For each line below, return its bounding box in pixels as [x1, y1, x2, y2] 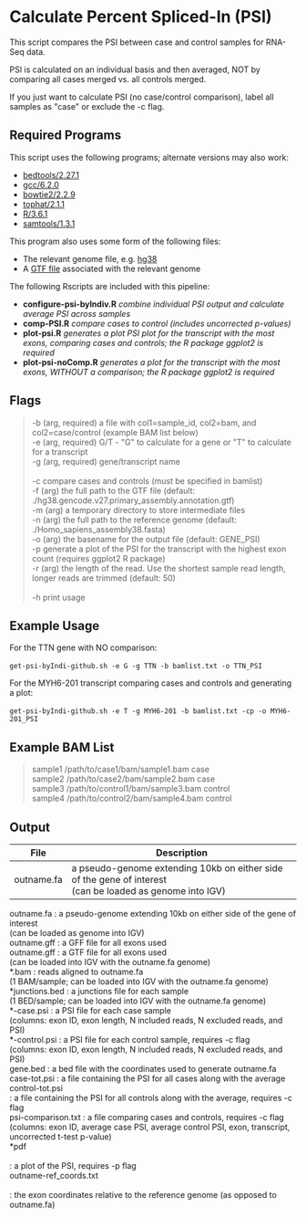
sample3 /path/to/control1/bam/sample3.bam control [31, 783, 230, 794]
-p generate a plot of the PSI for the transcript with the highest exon [31, 543, 287, 554]
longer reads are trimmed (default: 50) [31, 572, 176, 583]
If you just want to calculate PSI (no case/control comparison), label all [9, 91, 275, 102]
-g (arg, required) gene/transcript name [31, 456, 180, 467]
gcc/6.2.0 [22, 179, 59, 190]
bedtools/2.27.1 [22, 169, 80, 180]
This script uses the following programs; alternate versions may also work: [9, 152, 290, 163]
